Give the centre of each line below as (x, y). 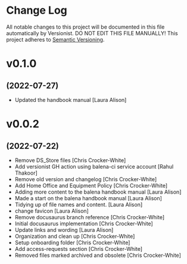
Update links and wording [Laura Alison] (64, 229)
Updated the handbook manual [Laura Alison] (71, 100)
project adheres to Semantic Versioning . (55, 39)
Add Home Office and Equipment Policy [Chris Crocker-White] (91, 185)
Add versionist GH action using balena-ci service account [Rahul (94, 166)
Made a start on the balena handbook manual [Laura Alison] (88, 198)
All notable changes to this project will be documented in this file (85, 27)
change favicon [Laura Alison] (52, 211)
